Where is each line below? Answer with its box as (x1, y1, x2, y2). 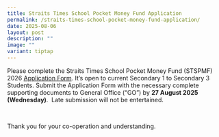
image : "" (7, 42, 36, 48)
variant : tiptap (7, 48, 53, 55)
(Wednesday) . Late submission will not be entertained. (7, 95, 164, 104)
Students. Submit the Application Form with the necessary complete (7, 81, 200, 89)
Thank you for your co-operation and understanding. (7, 122, 156, 130)
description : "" (7, 35, 53, 42)
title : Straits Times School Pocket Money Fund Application (7, 10, 183, 17)
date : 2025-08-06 (7, 22, 57, 29)
